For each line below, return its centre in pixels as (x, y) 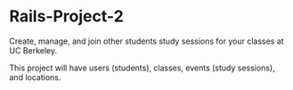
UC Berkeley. (33, 50)
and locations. (35, 77)
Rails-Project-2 (67, 16)
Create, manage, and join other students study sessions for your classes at (146, 41)
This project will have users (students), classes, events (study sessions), (142, 68)
